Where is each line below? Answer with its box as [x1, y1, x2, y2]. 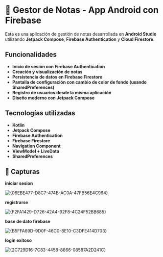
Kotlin [12, 122, 25, 128]
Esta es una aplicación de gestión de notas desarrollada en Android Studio [5, 31, 157, 37]
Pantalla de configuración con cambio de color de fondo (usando [12, 79, 147, 85]
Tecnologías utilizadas [5, 109, 75, 117]
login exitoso [5, 237, 32, 243]
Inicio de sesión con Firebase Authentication [12, 63, 105, 69]
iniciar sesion [5, 180, 33, 186]
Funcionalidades [5, 51, 57, 59]
